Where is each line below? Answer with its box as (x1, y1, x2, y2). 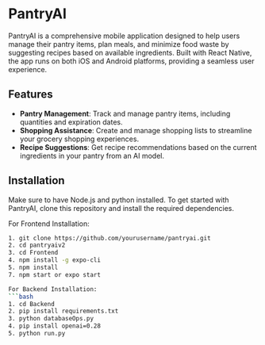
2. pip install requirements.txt (8, 307, 119, 316)
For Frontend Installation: (8, 219, 90, 228)
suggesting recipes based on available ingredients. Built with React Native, (8, 48, 252, 57)
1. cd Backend (8, 300, 56, 308)
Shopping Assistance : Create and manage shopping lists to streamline (19, 125, 252, 135)
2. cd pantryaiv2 (8, 241, 66, 250)
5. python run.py (8, 330, 66, 338)
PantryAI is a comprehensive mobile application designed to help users (8, 31, 240, 40)
